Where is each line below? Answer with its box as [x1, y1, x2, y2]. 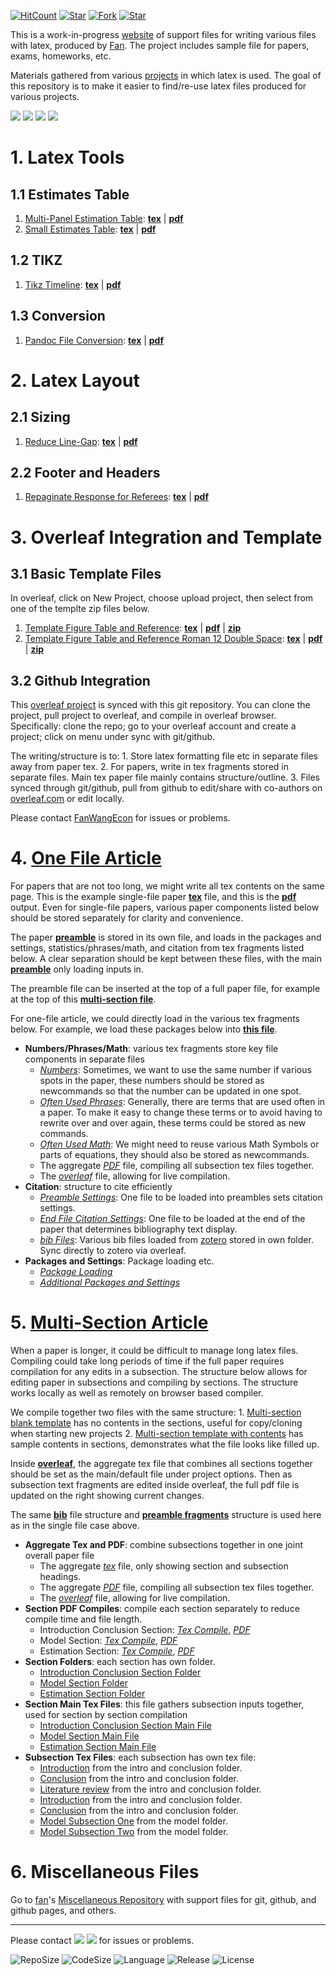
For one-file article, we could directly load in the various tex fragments [10, 1013, 300, 1025]
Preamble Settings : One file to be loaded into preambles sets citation [39, 1191, 323, 1204]
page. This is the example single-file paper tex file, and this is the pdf [10, 891, 297, 903]
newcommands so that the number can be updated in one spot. [39, 1085, 302, 1097]
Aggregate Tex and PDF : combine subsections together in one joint [24, 1539, 303, 1551]
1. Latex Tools [10, 146, 125, 169]
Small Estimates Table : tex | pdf [24, 223, 157, 235]
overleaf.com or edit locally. [10, 793, 125, 805]
